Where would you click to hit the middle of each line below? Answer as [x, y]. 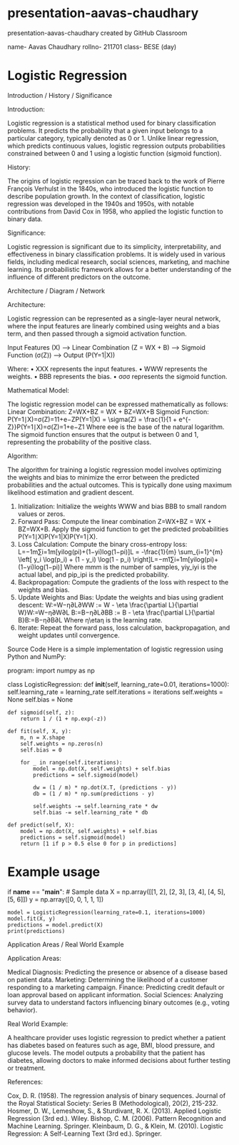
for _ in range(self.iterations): [71, 762]
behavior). [22, 1010]
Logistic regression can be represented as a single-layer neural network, [114, 318]
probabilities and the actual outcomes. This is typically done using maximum [119, 485]
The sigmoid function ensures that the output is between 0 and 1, [103, 434]
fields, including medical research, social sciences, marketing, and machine [118, 261]
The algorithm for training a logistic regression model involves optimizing [115, 470]
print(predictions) [36, 931]
